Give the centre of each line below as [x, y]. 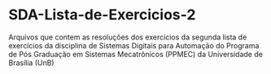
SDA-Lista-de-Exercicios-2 [102, 15]
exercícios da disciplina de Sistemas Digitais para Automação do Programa [134, 45]
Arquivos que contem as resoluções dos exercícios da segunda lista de [128, 37]
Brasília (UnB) [31, 63]
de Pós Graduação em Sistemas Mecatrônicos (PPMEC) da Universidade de [135, 54]
